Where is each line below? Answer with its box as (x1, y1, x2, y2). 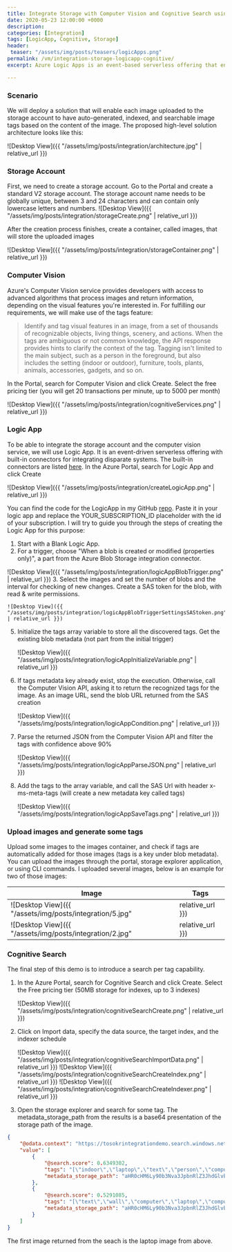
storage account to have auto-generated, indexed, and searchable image (7, 114, 215, 122)
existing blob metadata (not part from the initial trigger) (17, 634, 174, 643)
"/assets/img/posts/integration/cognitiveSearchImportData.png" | (17, 1055, 204, 1064)
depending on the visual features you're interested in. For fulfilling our (7, 301, 206, 309)
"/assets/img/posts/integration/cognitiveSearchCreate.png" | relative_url (17, 1007, 224, 1015)
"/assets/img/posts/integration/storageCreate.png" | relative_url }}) (7, 212, 198, 220)
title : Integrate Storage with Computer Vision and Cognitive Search (7, 10, 212, 17)
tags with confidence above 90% (17, 740, 112, 748)
